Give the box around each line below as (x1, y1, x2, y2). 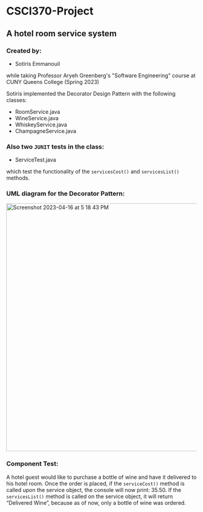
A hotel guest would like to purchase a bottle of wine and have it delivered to (6, 473, 197, 481)
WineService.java (14, 114, 59, 122)
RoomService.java (14, 108, 60, 115)
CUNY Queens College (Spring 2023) (6, 78, 100, 85)
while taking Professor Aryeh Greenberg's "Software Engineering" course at (6, 71, 196, 79)
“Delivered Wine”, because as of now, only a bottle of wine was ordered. (6, 499, 186, 506)
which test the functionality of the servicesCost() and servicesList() (6, 168, 180, 175)
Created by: (6, 47, 42, 55)
